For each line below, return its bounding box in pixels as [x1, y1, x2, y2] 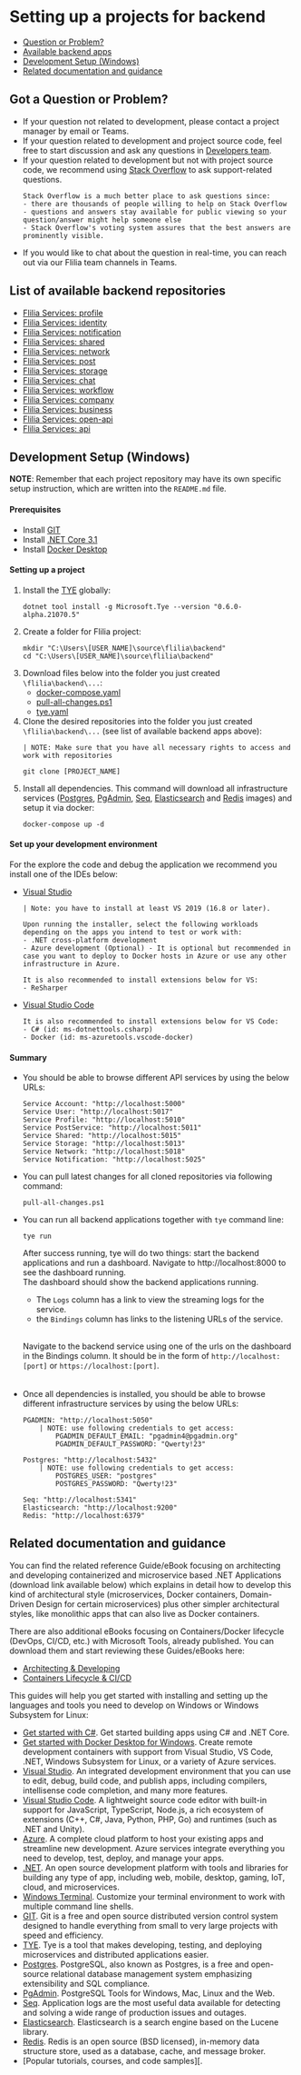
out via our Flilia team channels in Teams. [22, 256, 178, 267]
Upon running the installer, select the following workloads [22, 920, 259, 929]
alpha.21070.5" [22, 610, 81, 619]
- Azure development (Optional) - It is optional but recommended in [22, 943, 292, 953]
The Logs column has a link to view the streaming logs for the [35, 1294, 265, 1305]
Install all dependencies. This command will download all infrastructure [22, 783, 288, 793]
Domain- [239, 1589, 273, 1600]
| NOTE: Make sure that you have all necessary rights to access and [22, 743, 292, 752]
